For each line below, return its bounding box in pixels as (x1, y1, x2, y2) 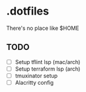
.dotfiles (6, 4, 50, 18)
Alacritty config (15, 79, 54, 86)
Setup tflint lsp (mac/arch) (15, 58, 81, 65)
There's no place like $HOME (6, 24, 79, 32)
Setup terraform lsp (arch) (15, 65, 81, 73)
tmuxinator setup (15, 72, 58, 79)
